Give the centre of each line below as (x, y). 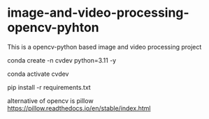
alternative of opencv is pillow (50, 101)
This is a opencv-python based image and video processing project (104, 47)
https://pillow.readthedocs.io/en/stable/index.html (79, 108)
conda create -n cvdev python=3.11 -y (62, 60)
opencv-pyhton (53, 27)
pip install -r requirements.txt (49, 87)
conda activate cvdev (38, 74)
